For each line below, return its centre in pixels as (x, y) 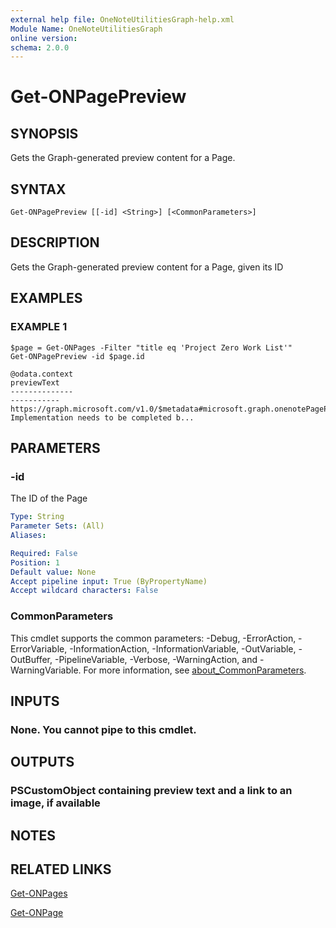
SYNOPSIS (44, 133)
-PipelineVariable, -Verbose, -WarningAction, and (156, 659)
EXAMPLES (46, 298)
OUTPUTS (42, 762)
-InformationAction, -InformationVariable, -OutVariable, (183, 648)
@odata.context (42, 374)
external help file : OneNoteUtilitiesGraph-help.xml (122, 19)
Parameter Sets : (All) (57, 526)
